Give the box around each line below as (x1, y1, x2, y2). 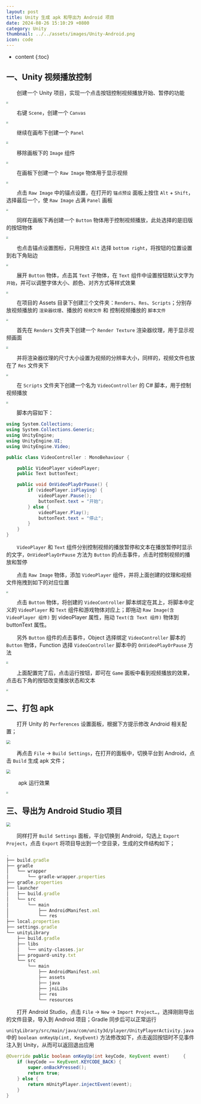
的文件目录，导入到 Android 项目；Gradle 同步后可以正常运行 (6, 1016, 157, 1023)
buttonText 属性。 (6, 621, 50, 628)
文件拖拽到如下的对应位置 (6, 579, 69, 586)
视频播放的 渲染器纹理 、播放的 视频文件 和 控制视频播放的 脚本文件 (11, 307, 166, 314)
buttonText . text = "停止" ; (38, 515, 104, 521)
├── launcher (6, 885, 39, 891)
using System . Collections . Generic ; (6, 427, 95, 433)
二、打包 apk (6, 703, 54, 714)
